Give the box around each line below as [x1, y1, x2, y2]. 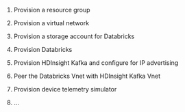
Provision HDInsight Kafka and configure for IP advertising [13, 59, 179, 67]
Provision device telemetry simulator [13, 85, 117, 93]
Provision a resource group [13, 6, 90, 14]
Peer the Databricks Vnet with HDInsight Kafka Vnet [13, 72, 161, 80]
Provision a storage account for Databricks [13, 32, 135, 40]
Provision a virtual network [13, 19, 90, 27]
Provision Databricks [13, 46, 73, 53]
